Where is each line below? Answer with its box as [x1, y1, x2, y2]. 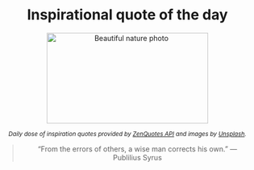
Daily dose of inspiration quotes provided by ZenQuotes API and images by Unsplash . [8, 130, 247, 138]
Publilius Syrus [112, 152, 163, 162]
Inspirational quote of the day [27, 6, 228, 24]
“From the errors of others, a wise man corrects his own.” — [37, 143, 238, 154]
